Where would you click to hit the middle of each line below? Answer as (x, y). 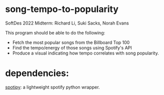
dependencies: (37, 73)
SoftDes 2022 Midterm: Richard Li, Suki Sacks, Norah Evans (67, 23)
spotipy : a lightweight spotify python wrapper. (52, 87)
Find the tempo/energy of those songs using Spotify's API (72, 47)
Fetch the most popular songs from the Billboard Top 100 (71, 42)
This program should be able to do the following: (55, 32)
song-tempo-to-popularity (62, 9)
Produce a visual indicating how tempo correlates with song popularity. (85, 53)
